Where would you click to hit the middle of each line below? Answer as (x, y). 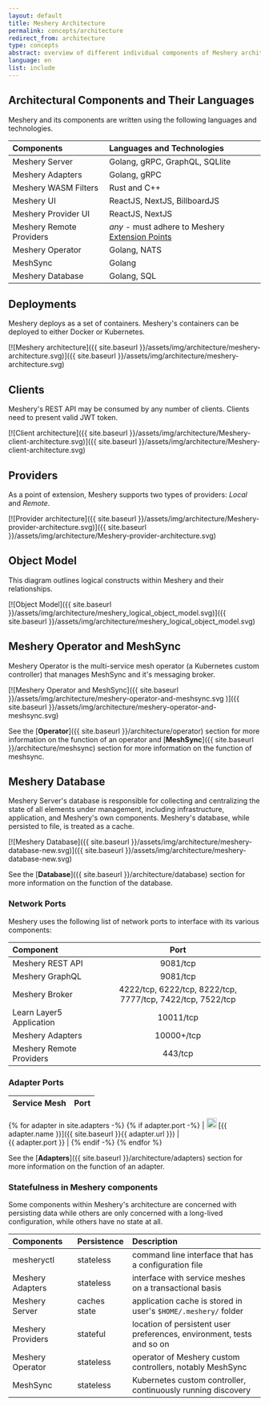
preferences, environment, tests (192, 1334)
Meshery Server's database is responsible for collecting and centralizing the (134, 801)
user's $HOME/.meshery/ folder (188, 1311)
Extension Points (141, 236)
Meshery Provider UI (51, 213)
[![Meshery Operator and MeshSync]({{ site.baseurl (93, 689)
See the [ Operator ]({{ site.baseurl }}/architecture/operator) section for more (134, 731)
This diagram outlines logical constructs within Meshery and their (116, 580)
